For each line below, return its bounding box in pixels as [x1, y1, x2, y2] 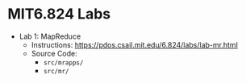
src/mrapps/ [43, 58, 84, 67]
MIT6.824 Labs [7, 5, 111, 23]
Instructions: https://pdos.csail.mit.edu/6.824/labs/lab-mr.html [31, 39, 239, 49]
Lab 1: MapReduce [19, 31, 81, 41]
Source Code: [31, 48, 77, 58]
